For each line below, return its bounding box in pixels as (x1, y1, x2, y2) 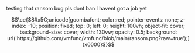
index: (11, 23, 27, 29)
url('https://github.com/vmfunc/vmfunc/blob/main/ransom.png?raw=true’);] (7, 35, 190, 41)
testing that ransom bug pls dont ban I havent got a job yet (6, 5, 148, 12)
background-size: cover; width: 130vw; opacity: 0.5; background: (19, 29, 177, 36)
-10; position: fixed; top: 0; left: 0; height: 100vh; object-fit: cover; (28, 23, 186, 29)
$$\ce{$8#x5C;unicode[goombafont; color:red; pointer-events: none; (11, 16, 179, 23)
